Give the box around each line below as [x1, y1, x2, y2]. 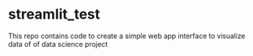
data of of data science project [8, 39, 108, 48]
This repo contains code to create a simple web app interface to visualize [8, 31, 246, 40]
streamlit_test [8, 5, 101, 23]
